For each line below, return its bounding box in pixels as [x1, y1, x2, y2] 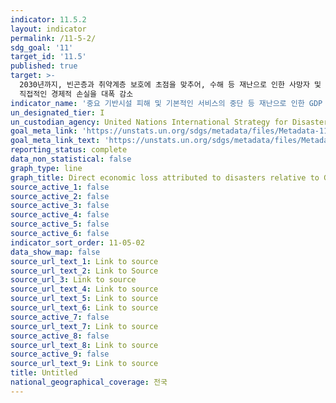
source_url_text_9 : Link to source [10, 359, 159, 369]
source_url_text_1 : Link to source [10, 256, 159, 266]
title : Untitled [10, 368, 78, 378]
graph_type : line [10, 163, 83, 173]
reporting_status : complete [10, 145, 128, 155]
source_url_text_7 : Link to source [10, 321, 159, 331]
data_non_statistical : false [10, 154, 132, 164]
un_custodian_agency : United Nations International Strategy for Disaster [10, 117, 329, 127]
